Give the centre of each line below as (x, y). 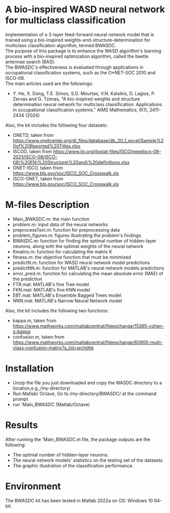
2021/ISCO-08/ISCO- (35, 157)
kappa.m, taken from (34, 320)
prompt (20, 399)
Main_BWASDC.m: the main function (51, 219)
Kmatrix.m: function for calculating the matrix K (62, 252)
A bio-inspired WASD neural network (85, 9)
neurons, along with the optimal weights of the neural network (78, 246)
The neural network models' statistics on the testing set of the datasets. (88, 460)
